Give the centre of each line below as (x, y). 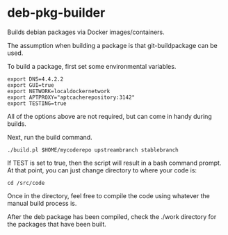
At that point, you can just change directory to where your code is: (102, 170)
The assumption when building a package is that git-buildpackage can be (112, 45)
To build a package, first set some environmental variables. (92, 66)
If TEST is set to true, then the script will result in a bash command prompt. (114, 163)
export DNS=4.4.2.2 (35, 79)
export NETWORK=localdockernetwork (59, 91)
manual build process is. (42, 203)
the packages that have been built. (57, 224)
